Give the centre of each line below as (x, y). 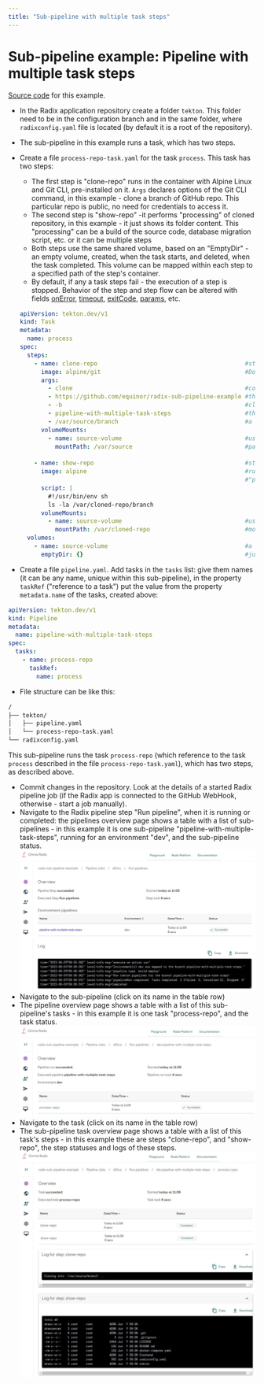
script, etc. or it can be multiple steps (91, 239)
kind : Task (37, 322)
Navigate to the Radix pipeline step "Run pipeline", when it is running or (135, 812)
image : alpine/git (71, 372)
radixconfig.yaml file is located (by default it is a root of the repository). (136, 127)
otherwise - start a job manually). (73, 804)
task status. (38, 1021)
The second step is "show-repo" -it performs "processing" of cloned (143, 215)
